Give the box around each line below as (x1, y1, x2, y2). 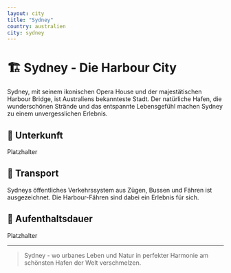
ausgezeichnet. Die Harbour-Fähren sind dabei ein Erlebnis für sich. (7, 193, 199, 201)
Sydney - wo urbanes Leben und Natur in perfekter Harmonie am (23, 251, 209, 259)
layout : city (7, 10, 45, 17)
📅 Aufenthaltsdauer (7, 213, 93, 225)
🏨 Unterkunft (7, 129, 63, 141)
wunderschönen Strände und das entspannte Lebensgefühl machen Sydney (7, 102, 223, 111)
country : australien (7, 23, 67, 30)
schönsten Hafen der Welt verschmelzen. (23, 259, 142, 267)
